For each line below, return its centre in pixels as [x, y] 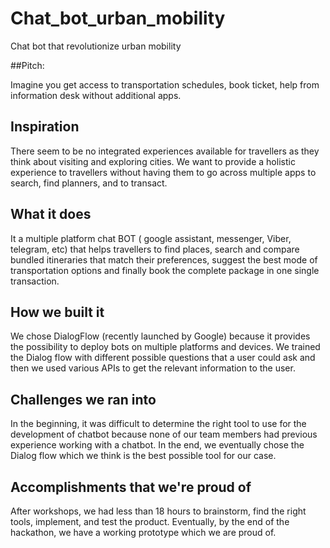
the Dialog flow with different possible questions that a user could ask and [163, 358]
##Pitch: [27, 65]
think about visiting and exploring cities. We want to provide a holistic [153, 161]
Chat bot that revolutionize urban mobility [96, 46]
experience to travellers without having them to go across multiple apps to [163, 172]
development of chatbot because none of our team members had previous [164, 434]
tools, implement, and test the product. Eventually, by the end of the [150, 521]
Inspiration [45, 127]
